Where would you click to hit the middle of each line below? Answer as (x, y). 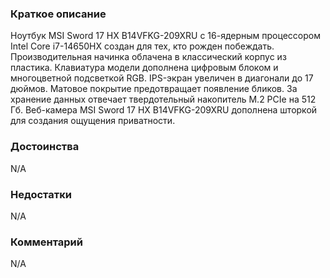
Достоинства (45, 147)
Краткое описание (58, 14)
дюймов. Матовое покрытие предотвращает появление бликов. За (154, 89)
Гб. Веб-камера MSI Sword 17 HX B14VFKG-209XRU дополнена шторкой (164, 110)
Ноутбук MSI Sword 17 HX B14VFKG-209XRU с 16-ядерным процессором (165, 36)
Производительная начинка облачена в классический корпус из (148, 57)
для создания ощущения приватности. (93, 121)
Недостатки (41, 194)
